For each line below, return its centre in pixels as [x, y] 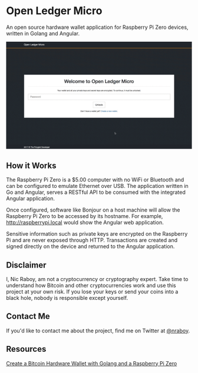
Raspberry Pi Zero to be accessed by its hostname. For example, [85, 216]
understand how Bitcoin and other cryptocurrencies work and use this [91, 285]
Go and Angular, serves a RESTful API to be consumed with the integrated [96, 192]
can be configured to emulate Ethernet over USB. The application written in [97, 186]
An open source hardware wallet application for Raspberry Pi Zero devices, [97, 27]
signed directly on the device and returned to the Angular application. [90, 246]
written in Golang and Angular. [43, 33]
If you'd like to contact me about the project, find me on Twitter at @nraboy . [98, 331]
